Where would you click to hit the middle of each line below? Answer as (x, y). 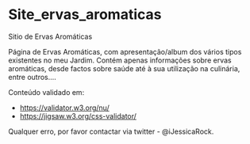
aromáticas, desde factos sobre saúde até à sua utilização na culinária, (124, 68)
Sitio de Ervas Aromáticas (50, 36)
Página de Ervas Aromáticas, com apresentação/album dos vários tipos (125, 51)
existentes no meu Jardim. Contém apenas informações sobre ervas (120, 60)
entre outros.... (33, 77)
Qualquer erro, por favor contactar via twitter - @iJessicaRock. (111, 131)
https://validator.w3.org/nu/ (64, 108)
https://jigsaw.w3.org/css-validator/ (78, 116)
